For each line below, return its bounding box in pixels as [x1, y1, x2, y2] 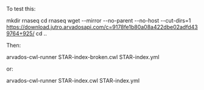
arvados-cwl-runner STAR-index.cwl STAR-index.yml [6, 77, 140, 84]
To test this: [6, 5, 36, 12]
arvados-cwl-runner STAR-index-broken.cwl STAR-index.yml [6, 54, 160, 60]
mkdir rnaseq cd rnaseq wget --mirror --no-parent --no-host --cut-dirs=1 [6, 17, 191, 24]
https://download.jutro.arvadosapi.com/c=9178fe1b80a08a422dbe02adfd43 [6, 24, 198, 30]
